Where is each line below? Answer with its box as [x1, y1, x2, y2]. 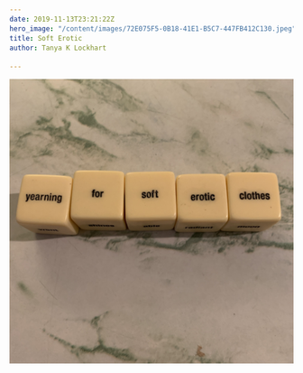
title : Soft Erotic [9, 33, 83, 42]
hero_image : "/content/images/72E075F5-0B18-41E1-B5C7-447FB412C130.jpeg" [9, 23, 297, 33]
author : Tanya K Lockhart [9, 43, 106, 52]
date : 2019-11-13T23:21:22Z [9, 14, 115, 23]
